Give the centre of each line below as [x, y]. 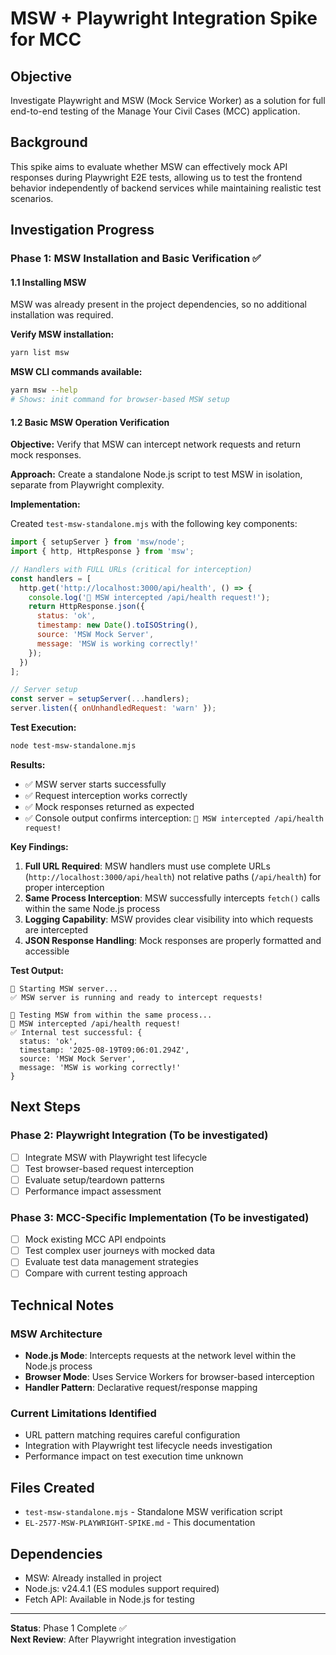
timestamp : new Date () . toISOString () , [117, 625]
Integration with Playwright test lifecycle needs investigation [148, 1446]
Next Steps [45, 1107]
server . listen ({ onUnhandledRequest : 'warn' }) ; [113, 708]
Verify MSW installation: [62, 334]
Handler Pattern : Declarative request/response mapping [141, 1388]
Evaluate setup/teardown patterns [94, 1179]
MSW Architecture [56, 1334]
